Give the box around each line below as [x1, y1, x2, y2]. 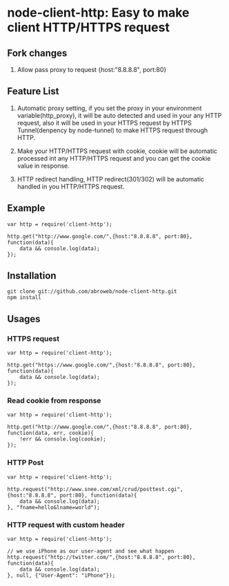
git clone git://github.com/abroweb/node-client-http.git [7, 288, 177, 295]
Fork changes [7, 47, 68, 59]
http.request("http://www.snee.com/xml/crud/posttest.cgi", [7, 486, 184, 492]
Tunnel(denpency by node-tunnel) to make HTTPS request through [17, 126, 208, 134]
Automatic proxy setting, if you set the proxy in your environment [17, 104, 202, 112]
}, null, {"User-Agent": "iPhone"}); [7, 572, 116, 579]
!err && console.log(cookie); [19, 436, 107, 443]
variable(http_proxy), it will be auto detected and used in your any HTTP [17, 111, 222, 119]
